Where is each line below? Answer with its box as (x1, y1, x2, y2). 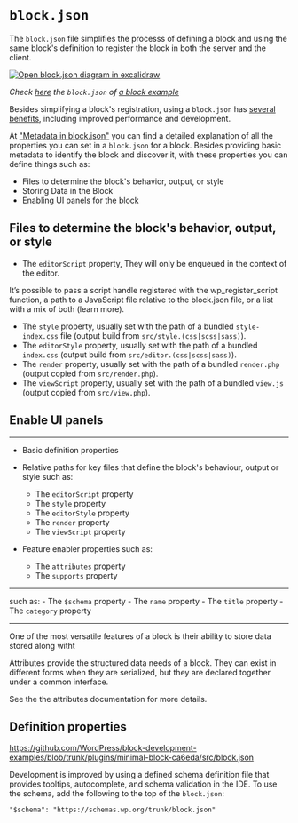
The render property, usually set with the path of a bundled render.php (21, 358, 280, 369)
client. (9, 52, 32, 62)
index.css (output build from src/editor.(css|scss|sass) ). (21, 349, 237, 360)
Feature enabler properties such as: (21, 543, 153, 554)
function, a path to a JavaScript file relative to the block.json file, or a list (9, 294, 273, 305)
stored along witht (9, 640, 75, 651)
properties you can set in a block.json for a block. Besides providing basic (9, 140, 282, 150)
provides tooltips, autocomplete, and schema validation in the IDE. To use (9, 779, 278, 789)
